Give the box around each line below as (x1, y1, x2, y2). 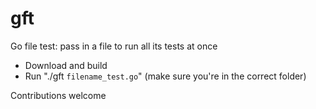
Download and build (24, 59, 108, 71)
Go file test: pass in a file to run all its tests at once (10, 40, 218, 52)
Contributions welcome (10, 89, 107, 101)
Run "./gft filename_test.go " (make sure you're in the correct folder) (24, 70, 307, 82)
